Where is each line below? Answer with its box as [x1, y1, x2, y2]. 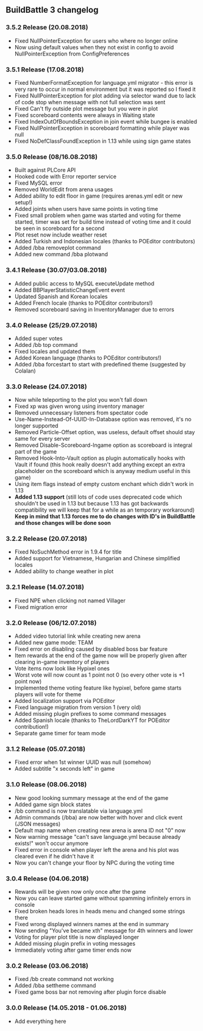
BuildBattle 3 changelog [5, 5, 99, 15]
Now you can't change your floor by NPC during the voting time [14, 859, 175, 866]
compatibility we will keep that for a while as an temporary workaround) [14, 506, 195, 514]
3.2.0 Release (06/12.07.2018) [5, 618, 97, 627]
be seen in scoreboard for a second [14, 225, 105, 232]
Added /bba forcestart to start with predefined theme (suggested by [14, 360, 187, 368]
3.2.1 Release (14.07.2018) [5, 583, 85, 591]
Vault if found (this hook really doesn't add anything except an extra [14, 461, 185, 468]
